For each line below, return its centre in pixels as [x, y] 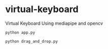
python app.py [20, 32]
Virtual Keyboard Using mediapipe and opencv [54, 23]
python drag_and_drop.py [32, 41]
